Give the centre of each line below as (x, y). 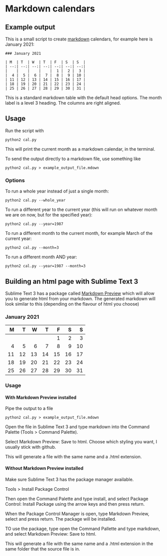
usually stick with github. (31, 447)
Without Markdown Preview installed (44, 468)
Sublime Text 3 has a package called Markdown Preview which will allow (80, 293)
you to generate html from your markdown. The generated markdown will (80, 298)
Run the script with (24, 131)
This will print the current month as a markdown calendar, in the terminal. (80, 149)
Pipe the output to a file (29, 408)
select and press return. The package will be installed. (61, 519)
